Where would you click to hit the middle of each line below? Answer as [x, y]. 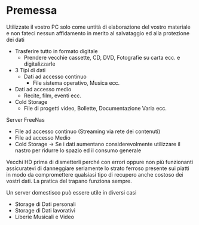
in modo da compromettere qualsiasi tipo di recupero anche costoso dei [95, 174]
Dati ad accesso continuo [55, 76]
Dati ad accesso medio [43, 89]
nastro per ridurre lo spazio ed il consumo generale [78, 150]
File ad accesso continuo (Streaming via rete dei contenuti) [88, 131]
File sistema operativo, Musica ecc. [76, 83]
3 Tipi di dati [30, 70]
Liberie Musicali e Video [45, 217]
